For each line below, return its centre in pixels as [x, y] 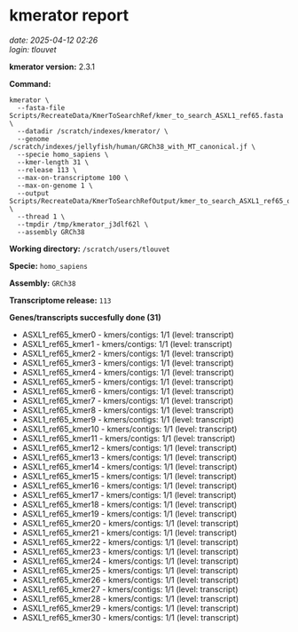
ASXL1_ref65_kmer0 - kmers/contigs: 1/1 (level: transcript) [128, 335]
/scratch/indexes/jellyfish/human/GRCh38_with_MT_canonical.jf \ [132, 146]
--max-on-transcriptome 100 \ [73, 178]
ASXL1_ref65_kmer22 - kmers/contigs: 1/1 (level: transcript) [130, 541]
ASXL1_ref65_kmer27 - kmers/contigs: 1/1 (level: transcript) [130, 589]
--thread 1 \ [41, 217]
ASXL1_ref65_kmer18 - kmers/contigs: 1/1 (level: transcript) [129, 504]
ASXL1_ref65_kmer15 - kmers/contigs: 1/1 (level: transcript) [129, 476]
